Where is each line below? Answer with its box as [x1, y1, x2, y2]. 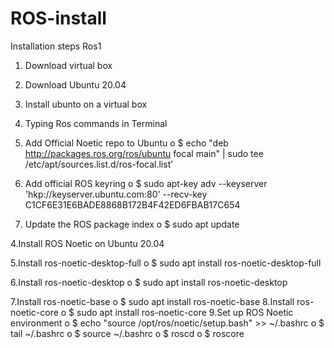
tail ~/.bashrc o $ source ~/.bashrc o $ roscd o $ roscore [10, 327, 245, 339]
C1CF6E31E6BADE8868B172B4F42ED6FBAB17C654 [24, 198, 241, 211]
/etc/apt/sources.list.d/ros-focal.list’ [24, 158, 173, 170]
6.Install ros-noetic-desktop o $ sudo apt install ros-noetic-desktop [10, 276, 288, 288]
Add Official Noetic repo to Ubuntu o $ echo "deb [24, 137, 229, 149]
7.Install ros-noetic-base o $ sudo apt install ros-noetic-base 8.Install [10, 295, 295, 307]
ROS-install [10, 7, 107, 30]
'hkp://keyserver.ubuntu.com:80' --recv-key [24, 188, 208, 200]
